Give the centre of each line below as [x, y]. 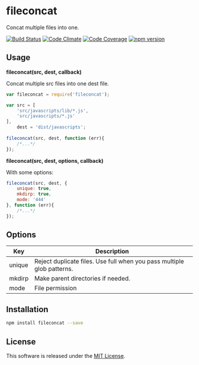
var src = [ [21, 105]
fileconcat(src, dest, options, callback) [55, 161]
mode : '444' [31, 200]
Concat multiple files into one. [43, 27]
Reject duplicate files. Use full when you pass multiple [110, 262]
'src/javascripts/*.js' [46, 116]
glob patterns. [54, 269]
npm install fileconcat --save [45, 323]
